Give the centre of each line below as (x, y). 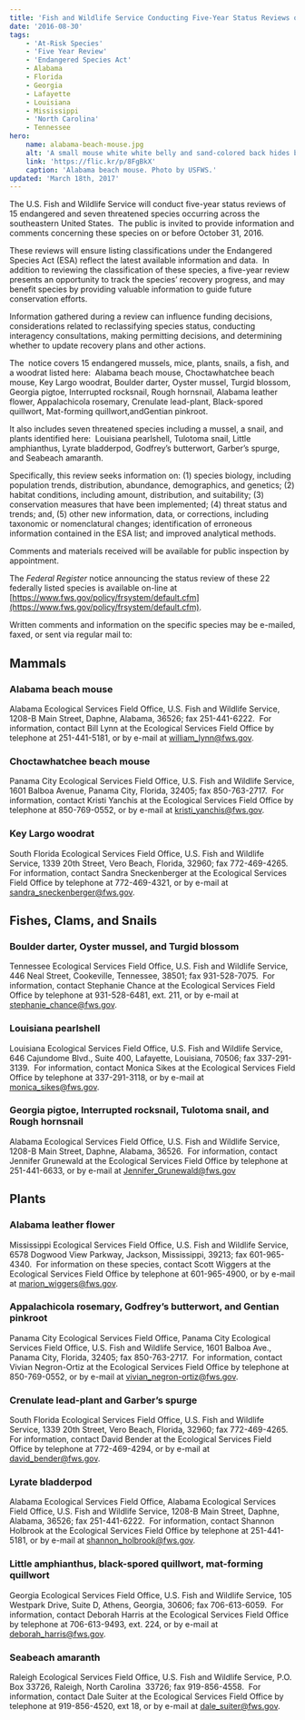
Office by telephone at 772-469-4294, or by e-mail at (110, 1449)
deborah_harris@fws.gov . (58, 1634)
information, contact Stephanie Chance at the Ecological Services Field (142, 986)
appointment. (34, 561)
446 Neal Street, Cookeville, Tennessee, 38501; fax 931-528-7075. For (142, 976)
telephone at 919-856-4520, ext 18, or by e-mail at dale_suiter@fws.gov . (145, 1705)
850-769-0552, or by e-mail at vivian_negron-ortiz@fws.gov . (124, 1377)
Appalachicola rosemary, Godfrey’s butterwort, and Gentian (144, 1307)
